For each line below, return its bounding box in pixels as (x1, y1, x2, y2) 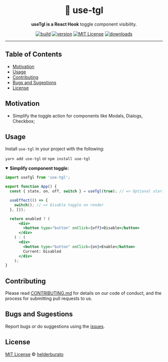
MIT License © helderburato (5, 351, 64, 357)
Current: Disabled (23, 249, 61, 254)
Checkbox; (12, 118, 35, 124)
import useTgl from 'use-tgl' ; (5, 175, 70, 180)
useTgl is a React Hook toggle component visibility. (31, 21, 137, 27)
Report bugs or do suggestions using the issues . (5, 323, 105, 329)
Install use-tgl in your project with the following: (5, 146, 104, 152)
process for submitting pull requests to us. (5, 296, 92, 302)
